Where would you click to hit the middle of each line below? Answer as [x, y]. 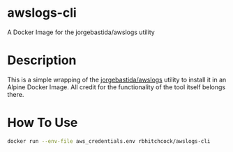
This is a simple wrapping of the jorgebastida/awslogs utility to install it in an [117, 79]
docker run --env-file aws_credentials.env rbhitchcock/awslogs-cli [109, 141]
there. [16, 94]
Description [42, 60]
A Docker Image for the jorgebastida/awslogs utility [81, 32]
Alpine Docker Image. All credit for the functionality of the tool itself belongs [116, 87]
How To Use [43, 123]
